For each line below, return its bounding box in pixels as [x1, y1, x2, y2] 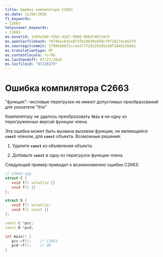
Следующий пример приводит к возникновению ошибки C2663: [5, 162, 140, 168]
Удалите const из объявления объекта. [12, 143, 93, 149]
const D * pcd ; [5, 225, 34, 230]
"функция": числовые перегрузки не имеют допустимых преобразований [5, 99, 159, 105]
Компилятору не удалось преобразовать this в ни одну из [5, 113, 127, 120]
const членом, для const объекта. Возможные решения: [5, 133, 122, 139]
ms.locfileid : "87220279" [5, 62, 57, 66]
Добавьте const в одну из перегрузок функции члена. [12, 152, 124, 158]
